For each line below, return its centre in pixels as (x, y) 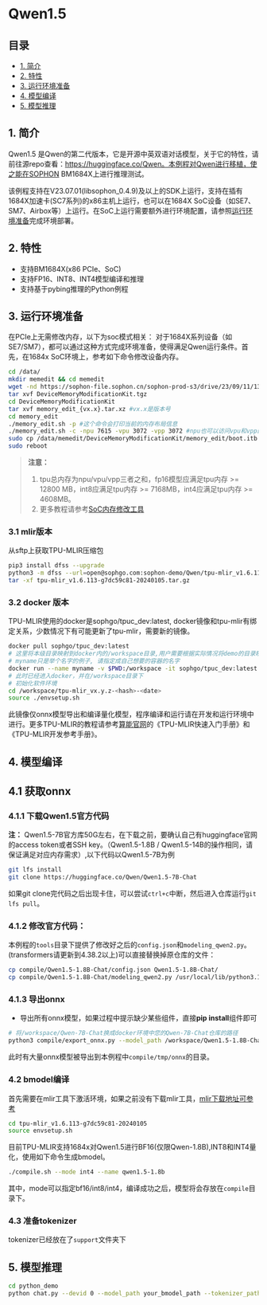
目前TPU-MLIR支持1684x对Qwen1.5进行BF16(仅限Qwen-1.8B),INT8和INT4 (129, 1147)
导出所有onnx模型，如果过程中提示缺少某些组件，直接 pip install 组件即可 (138, 1018)
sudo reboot (28, 446)
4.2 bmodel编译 (39, 1080)
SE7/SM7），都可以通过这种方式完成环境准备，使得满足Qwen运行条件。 (125, 347)
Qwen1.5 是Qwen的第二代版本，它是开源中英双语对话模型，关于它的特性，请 (133, 154)
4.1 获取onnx (40, 792)
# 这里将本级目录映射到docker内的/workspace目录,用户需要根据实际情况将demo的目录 (132, 654)
